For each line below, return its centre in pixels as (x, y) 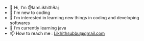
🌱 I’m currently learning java (38, 28)
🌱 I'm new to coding (30, 13)
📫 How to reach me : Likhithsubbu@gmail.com (57, 33)
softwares (20, 23)
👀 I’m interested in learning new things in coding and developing (74, 18)
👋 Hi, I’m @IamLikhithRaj (34, 7)
